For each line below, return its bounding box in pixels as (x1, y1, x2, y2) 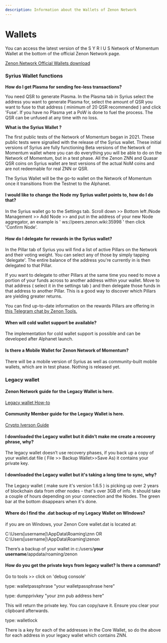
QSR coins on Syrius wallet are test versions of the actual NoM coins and (5, 160, 155, 166)
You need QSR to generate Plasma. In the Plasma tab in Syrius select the (5, 93, 154, 100)
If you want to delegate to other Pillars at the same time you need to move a (5, 272, 160, 278)
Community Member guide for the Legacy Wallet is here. (5, 411, 125, 417)
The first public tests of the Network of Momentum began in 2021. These (5, 134, 155, 140)
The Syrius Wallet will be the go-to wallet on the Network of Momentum (5, 175, 152, 181)
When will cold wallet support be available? (5, 320, 97, 325)
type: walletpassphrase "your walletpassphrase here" (5, 583, 115, 589)
